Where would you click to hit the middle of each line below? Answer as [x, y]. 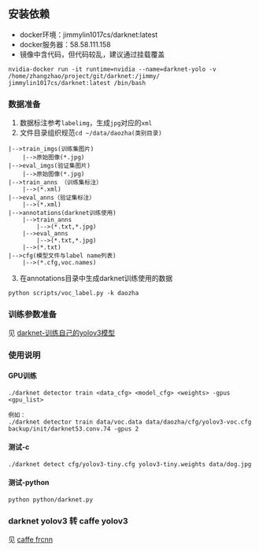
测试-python [29, 483]
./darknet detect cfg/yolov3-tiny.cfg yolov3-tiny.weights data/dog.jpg [130, 464]
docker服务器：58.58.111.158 [65, 44]
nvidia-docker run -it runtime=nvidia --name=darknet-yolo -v [112, 69]
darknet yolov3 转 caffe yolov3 [68, 520]
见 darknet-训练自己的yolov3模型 [62, 333]
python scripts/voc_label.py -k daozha [74, 294]
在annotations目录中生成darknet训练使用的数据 [96, 279]
